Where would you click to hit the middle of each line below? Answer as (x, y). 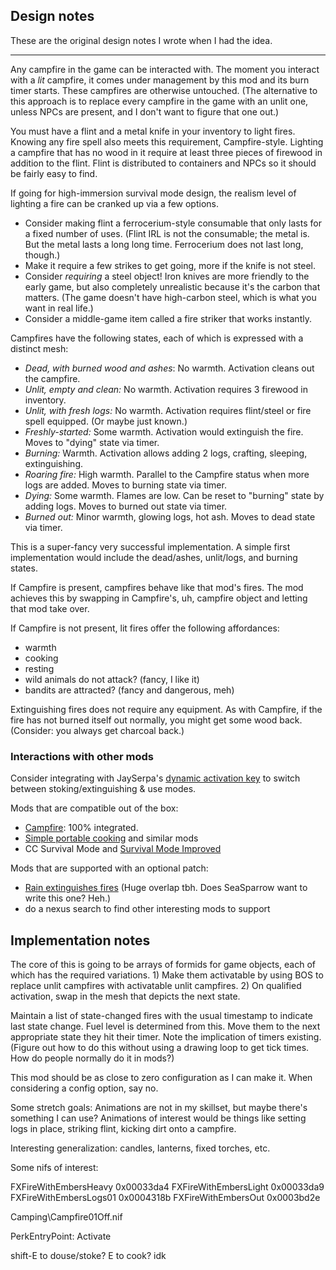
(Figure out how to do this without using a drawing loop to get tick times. (160, 1047)
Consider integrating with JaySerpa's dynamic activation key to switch (155, 778)
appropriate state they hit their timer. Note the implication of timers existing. (166, 1036)
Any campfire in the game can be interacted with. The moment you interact (165, 69)
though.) (42, 255)
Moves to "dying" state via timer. (92, 442)
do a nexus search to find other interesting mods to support (147, 909)
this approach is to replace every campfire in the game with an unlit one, (159, 101)
